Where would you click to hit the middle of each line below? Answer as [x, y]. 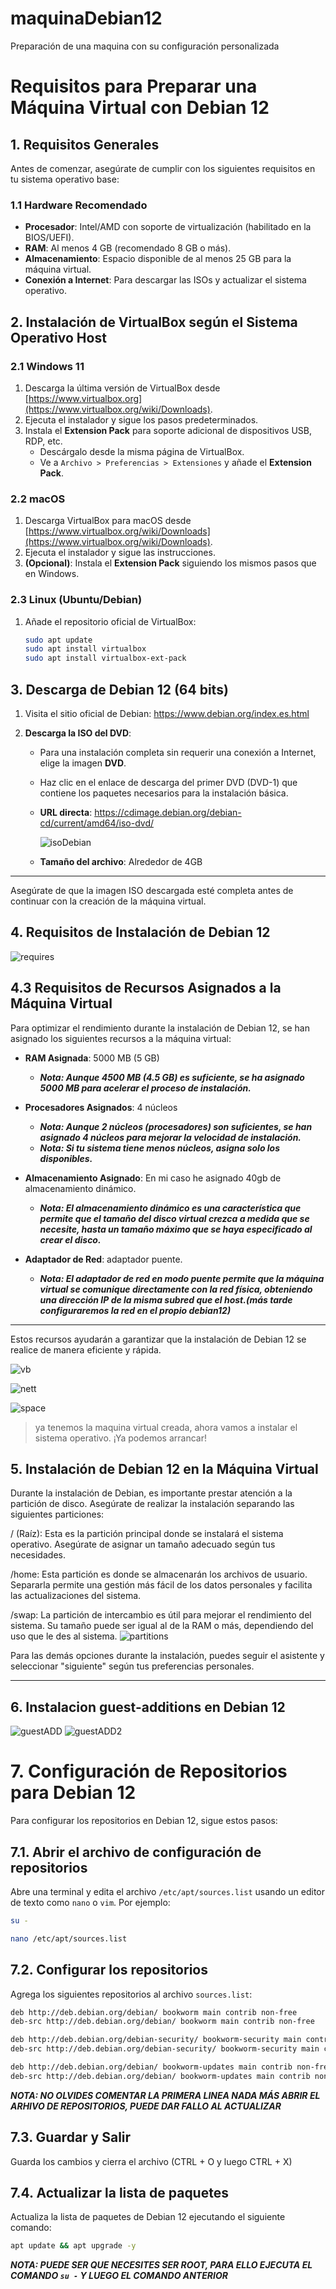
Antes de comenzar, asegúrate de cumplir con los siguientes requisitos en [163, 168]
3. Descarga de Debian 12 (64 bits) [119, 689]
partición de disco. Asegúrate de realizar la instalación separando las [152, 1504]
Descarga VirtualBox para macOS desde [108, 521]
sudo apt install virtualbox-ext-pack [105, 658]
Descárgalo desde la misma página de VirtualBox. [142, 451]
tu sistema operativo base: [65, 179]
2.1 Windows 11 [47, 366]
